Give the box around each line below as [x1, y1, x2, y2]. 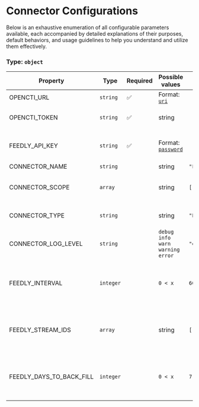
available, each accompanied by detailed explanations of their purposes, [6, 30, 184, 37]
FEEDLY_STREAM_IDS [9, 326, 71, 334]
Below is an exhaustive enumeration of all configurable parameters [6, 24, 169, 31]
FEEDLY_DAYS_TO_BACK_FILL [9, 373, 94, 381]
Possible [158, 73, 184, 81]
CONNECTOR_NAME [9, 162, 68, 171]
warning [158, 247, 180, 253]
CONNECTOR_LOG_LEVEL [9, 239, 83, 248]
